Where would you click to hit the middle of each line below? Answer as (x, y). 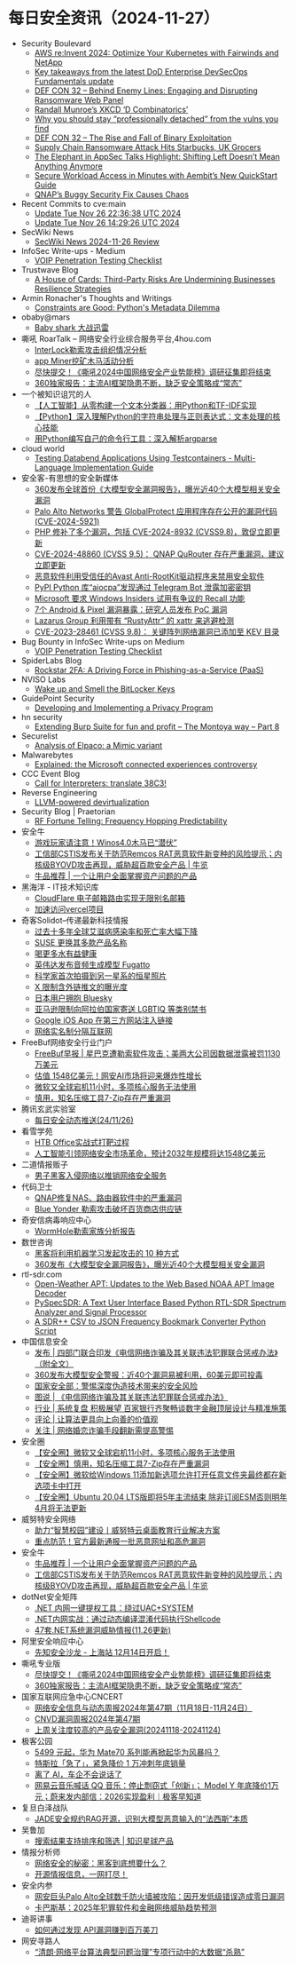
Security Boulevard (56, 43)
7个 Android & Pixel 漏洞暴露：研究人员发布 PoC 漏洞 (131, 609)
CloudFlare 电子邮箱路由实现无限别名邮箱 (110, 898)
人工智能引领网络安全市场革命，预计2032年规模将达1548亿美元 (150, 1153)
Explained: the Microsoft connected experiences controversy (146, 764)
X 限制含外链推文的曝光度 (81, 986)
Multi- (245, 457)
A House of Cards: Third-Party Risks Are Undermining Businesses (155, 279)
